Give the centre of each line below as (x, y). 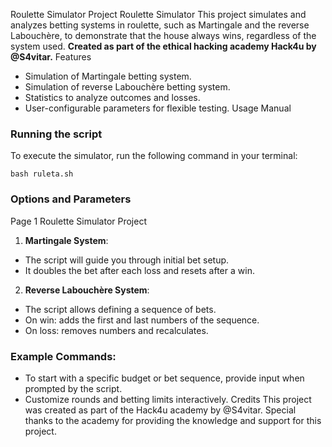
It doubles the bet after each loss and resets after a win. (139, 270)
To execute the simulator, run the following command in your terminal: (154, 156)
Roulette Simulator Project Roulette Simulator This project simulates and (158, 14)
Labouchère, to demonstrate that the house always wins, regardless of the (163, 35)
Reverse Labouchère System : (87, 290)
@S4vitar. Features (51, 57)
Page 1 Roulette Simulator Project (78, 221)
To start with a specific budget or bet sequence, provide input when (164, 378)
